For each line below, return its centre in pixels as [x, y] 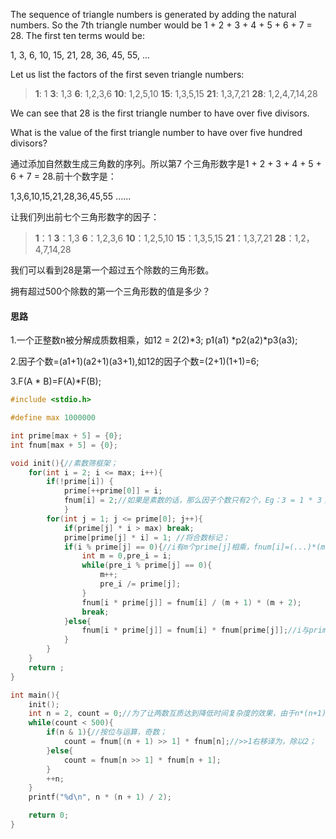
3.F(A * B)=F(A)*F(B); [56, 381]
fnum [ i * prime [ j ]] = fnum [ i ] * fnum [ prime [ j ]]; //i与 [195, 630]
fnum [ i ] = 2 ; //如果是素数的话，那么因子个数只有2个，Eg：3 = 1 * [188, 500]
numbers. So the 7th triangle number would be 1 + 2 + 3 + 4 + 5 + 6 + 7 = [161, 25]
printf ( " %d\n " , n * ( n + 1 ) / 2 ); [100, 797]
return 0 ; [49, 815]
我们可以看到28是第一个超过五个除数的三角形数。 [112, 270]
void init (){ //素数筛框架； [64, 463]
